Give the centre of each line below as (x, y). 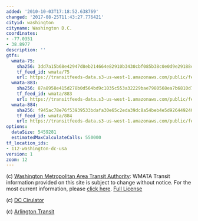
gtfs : (13, 55)
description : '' (26, 50)
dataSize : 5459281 (34, 132)
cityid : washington (30, 22)
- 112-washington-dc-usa (37, 149)
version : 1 (19, 154)
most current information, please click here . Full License (74, 189)
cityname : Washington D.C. (39, 28)
